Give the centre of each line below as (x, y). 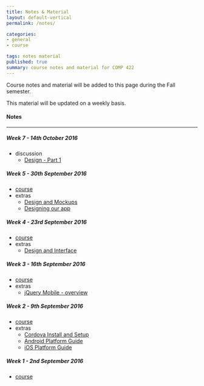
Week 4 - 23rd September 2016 (46, 222)
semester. (19, 91)
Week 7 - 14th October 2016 (42, 138)
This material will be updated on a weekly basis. (66, 103)
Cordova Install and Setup (56, 334)
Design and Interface (50, 250)
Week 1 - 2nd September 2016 (45, 361)
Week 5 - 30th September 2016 (46, 174)
